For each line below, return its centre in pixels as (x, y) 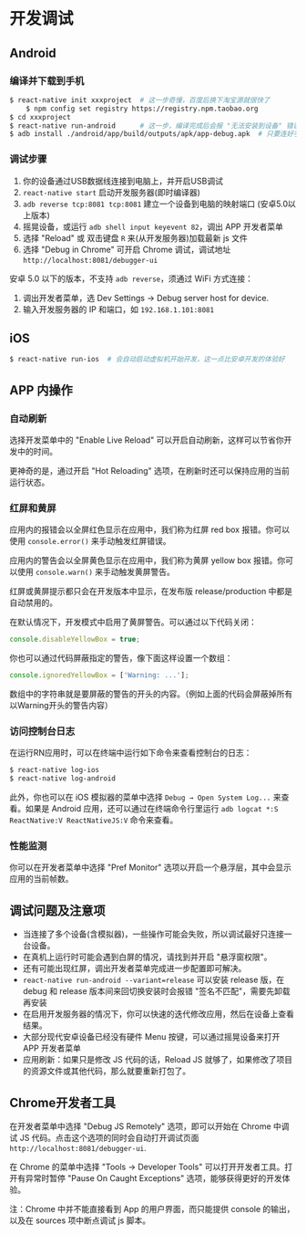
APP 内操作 (41, 390)
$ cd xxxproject (40, 117)
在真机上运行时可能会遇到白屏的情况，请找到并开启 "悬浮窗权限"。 (147, 957)
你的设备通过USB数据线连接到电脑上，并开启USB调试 (122, 181)
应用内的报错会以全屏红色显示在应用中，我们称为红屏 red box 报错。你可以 (149, 529)
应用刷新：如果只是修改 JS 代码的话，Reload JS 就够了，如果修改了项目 (158, 1060)
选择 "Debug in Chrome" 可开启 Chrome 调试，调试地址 (127, 249)
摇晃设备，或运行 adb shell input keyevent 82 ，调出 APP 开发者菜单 (153, 226)
